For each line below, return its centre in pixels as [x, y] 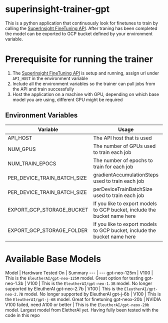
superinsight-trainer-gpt [57, 9]
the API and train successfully [43, 89]
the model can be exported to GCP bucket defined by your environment [79, 33]
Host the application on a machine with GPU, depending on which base [85, 94]
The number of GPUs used [124, 146]
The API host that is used [122, 137]
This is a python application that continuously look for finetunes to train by [82, 23]
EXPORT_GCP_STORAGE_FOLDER [48, 230]
